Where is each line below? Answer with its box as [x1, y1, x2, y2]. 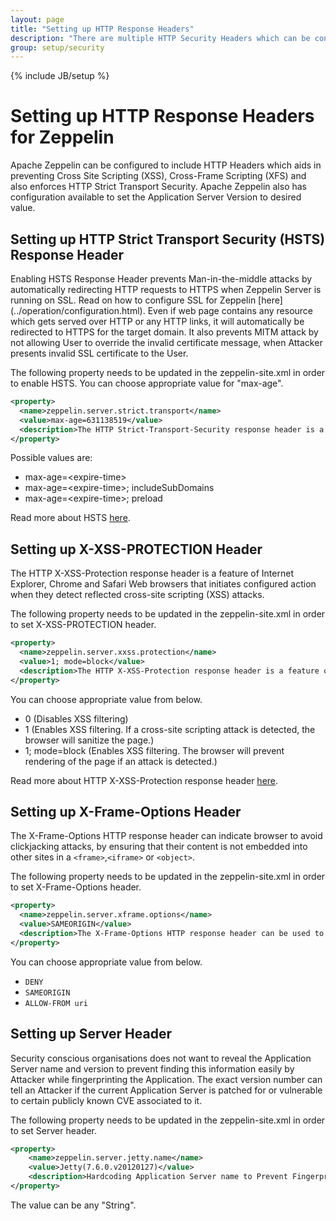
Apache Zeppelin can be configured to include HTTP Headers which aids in [10, 159, 322, 171]
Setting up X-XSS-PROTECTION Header [10, 541, 263, 558]
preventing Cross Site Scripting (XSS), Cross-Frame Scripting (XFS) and [10, 170, 307, 182]
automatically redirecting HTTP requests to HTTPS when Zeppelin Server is [10, 284, 322, 295]
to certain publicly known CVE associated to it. [10, 1094, 203, 1106]
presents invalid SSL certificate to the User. [10, 347, 189, 359]
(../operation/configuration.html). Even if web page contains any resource [10, 305, 314, 316]
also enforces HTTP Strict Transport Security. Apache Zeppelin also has [10, 181, 308, 193]
